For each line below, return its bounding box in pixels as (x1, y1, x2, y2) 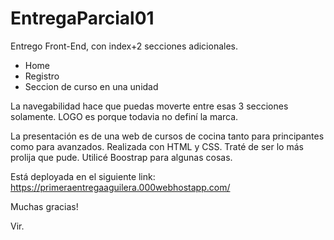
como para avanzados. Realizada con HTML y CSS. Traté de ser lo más (10, 140, 304, 152)
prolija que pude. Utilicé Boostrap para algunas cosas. (10, 151, 233, 163)
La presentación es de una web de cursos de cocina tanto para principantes (10, 130, 325, 142)
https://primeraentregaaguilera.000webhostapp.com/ (10, 181, 231, 193)
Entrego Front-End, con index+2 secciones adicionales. (10, 40, 239, 52)
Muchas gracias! (10, 200, 79, 212)
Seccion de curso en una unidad (24, 80, 159, 92)
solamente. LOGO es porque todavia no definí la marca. (10, 110, 239, 122)
